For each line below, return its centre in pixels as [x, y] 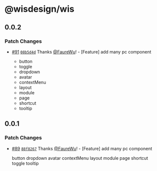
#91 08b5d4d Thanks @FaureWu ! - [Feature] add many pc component [81, 52]
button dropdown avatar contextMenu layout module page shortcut [80, 158]
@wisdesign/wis [40, 9]
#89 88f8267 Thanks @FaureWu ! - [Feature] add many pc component [82, 148]
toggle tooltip [25, 163]
